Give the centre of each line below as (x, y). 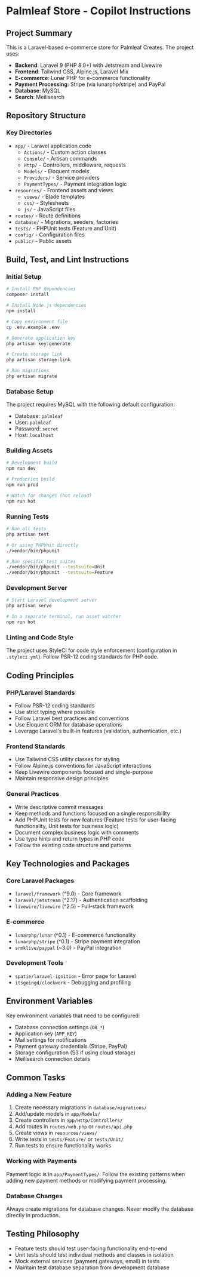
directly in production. (33, 1215)
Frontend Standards (36, 746)
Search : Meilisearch (39, 97)
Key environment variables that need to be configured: (73, 1016)
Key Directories (29, 133)
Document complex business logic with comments (77, 832)
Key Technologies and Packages (68, 864)
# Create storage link (34, 354)
